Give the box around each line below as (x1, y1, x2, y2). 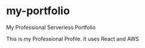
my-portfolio (6, 4, 70, 18)
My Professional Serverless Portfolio (6, 24, 96, 31)
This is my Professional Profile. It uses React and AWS (6, 35, 139, 42)
